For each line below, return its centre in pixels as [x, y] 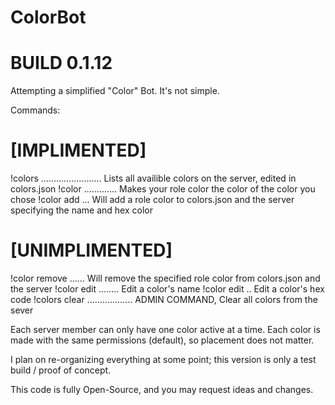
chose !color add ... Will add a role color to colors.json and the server [152, 200]
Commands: [35, 110]
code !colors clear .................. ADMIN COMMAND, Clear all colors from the [164, 299]
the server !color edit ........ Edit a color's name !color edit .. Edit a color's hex [167, 289]
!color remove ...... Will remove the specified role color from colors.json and [165, 278]
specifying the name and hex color [81, 210]
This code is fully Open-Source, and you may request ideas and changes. [162, 389]
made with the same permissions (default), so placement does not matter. [162, 340]
